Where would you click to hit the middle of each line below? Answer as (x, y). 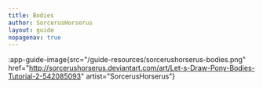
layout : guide (31, 30)
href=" (19, 68)
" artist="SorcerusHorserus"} (128, 76)
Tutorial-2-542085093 (44, 76)
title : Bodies (31, 15)
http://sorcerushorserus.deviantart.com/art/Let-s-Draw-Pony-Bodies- (142, 68)
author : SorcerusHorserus (50, 23)
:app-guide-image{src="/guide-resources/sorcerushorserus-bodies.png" (127, 60)
